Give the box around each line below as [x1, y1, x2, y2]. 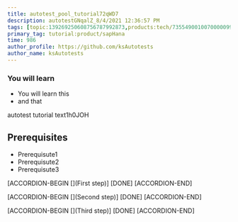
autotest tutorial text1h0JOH [7, 111, 89, 119]
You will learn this [17, 89, 69, 98]
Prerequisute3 [17, 165, 59, 174]
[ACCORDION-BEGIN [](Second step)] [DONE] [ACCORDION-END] [7, 192, 202, 201]
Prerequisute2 [17, 157, 59, 166]
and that [17, 97, 42, 106]
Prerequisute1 [17, 150, 58, 158]
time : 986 [7, 37, 37, 44]
